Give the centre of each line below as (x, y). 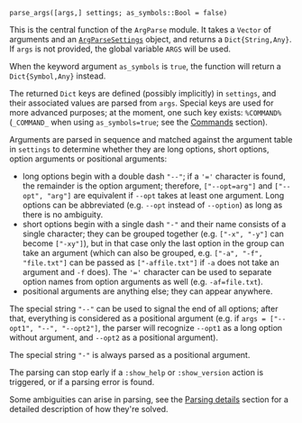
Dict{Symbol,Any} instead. (58, 76)
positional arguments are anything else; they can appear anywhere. (147, 291)
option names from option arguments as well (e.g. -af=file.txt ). (142, 281)
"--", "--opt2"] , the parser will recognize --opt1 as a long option (160, 328)
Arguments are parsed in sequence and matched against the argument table (151, 139)
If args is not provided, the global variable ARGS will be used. (120, 49)
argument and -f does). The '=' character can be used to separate (147, 272)
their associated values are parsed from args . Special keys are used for (142, 103)
